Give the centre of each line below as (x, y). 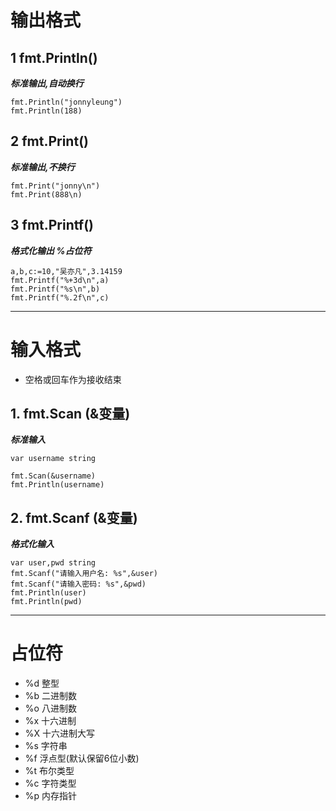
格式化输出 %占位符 (51, 250)
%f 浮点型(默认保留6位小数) (82, 758)
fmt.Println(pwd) (46, 602)
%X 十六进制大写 (60, 733)
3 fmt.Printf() (52, 225)
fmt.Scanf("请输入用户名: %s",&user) (84, 574)
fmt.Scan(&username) (53, 476)
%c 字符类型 (50, 783)
